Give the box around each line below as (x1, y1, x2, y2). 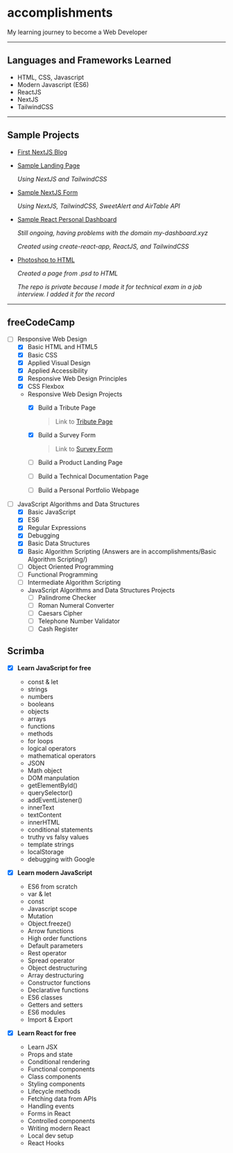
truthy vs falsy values (27, 832, 89, 841)
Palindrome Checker (37, 593, 97, 602)
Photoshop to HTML (17, 255, 75, 264)
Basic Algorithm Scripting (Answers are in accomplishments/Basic (27, 547, 217, 556)
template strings (27, 840, 74, 848)
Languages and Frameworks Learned (7, 54, 171, 67)
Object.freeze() (27, 919, 71, 928)
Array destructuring (27, 971, 85, 979)
